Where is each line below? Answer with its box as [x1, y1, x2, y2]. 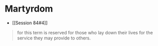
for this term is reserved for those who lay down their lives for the [17, 29, 153, 35]
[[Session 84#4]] [12, 20, 48, 26]
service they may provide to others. [17, 35, 91, 41]
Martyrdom [5, 3, 53, 15]
